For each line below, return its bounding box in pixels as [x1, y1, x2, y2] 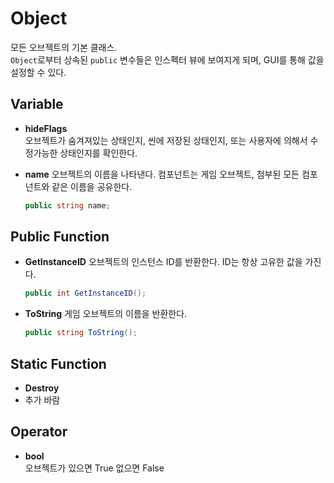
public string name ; [24, 200, 111, 211]
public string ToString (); [24, 328, 138, 338]
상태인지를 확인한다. [59, 147, 138, 159]
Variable [10, 96, 64, 113]
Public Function [10, 228, 110, 246]
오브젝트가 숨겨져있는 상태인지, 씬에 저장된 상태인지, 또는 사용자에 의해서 [24, 134, 308, 146]
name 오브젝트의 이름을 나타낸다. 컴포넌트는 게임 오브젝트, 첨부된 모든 [24, 168, 300, 180]
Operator [10, 423, 68, 441]
